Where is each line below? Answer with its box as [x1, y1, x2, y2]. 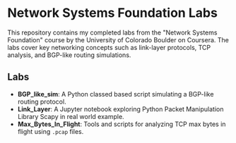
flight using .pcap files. [17, 127, 84, 135]
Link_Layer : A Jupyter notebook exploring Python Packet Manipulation [17, 104, 224, 113]
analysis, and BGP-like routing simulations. [7, 51, 131, 59]
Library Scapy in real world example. [17, 112, 125, 120]
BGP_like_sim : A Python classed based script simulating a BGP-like [17, 89, 214, 98]
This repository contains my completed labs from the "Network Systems [7, 28, 218, 37]
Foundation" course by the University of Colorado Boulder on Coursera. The [7, 35, 230, 44]
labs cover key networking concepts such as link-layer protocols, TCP [7, 43, 211, 51]
